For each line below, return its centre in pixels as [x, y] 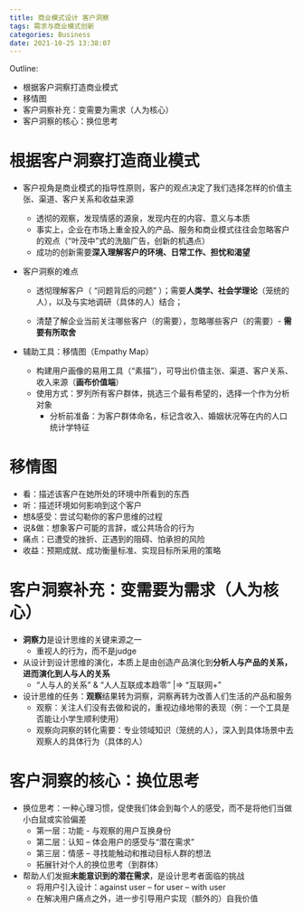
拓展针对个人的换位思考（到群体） [99, 865]
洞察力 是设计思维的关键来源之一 [82, 640]
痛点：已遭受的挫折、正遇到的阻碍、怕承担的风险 [114, 540]
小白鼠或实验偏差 [54, 819]
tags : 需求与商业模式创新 [52, 26]
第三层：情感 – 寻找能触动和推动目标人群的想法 [123, 853]
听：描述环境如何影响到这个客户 [82, 505]
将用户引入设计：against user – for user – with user [131, 887]
